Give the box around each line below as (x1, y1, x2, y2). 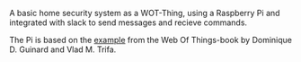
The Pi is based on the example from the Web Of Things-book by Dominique (9, 35, 292, 45)
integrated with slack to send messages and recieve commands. (9, 17, 248, 28)
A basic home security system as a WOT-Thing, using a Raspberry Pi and (9, 8, 280, 18)
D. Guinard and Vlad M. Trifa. (9, 44, 117, 55)
